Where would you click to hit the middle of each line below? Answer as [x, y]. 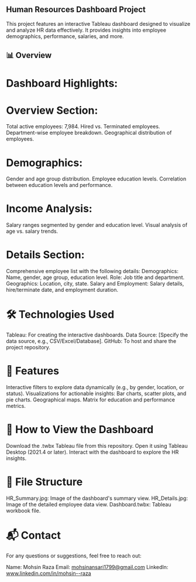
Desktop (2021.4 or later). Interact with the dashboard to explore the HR [92, 452]
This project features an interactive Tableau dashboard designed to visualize [98, 23]
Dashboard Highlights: [62, 84]
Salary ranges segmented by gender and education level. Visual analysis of [97, 225]
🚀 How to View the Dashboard [80, 430]
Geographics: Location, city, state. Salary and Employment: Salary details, [95, 284]
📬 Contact [34, 535]
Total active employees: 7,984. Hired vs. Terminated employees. [83, 127]
